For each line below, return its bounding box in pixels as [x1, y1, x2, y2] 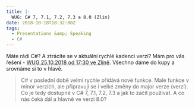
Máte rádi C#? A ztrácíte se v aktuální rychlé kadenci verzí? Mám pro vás [6, 53, 185, 59]
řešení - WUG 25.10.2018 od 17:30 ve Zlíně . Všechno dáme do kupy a [6, 59, 175, 66]
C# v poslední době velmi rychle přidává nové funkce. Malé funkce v [20, 77, 189, 84]
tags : [6, 25, 20, 31]
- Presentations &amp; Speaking [11, 31, 92, 37]
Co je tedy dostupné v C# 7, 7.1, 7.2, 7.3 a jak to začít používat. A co [20, 90, 185, 96]
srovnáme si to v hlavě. [6, 65, 63, 72]
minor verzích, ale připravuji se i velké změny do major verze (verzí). [20, 83, 188, 90]
